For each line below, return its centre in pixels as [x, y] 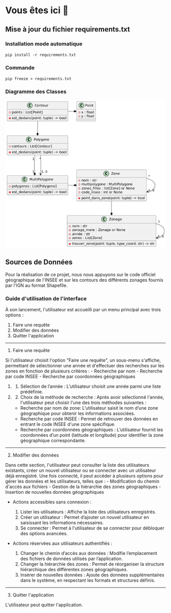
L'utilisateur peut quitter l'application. [44, 605]
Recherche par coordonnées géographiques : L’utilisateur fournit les [92, 430]
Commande [20, 67]
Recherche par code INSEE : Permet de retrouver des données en [89, 419]
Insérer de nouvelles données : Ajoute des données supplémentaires [92, 575]
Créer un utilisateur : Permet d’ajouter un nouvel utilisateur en [84, 517]
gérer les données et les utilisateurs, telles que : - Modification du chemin [82, 482]
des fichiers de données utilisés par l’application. [72, 559]
